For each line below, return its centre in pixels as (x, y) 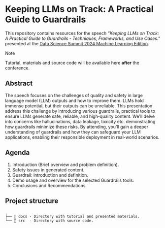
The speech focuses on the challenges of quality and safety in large (74, 95)
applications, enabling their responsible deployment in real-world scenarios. (82, 137)
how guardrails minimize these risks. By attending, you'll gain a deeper (77, 127)
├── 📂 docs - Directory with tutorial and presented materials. (72, 217)
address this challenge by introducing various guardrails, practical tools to (80, 111)
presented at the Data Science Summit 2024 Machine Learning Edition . (77, 43)
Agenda (17, 153)
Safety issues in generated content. (48, 170)
